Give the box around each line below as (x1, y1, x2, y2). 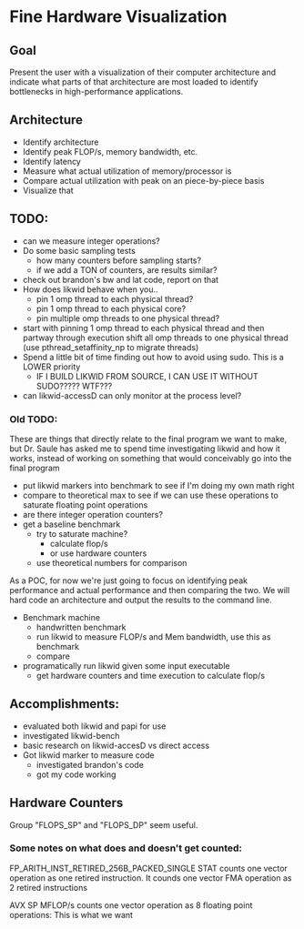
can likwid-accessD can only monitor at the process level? (22, 389, 242, 401)
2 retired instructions (9, 882, 88, 893)
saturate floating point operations (22, 499, 148, 510)
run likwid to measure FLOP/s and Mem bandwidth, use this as (35, 631, 271, 642)
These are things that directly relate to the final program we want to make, (9, 433, 288, 444)
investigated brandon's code (35, 759, 144, 770)
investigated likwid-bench (22, 730, 120, 741)
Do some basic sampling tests (22, 245, 137, 256)
